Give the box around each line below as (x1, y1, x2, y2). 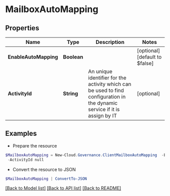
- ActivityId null (7, 157, 44, 162)
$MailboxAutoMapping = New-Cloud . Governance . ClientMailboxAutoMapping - (5, 153, 164, 158)
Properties (5, 24, 39, 32)
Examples (5, 129, 37, 138)
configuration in (88, 93, 126, 100)
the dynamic (88, 100, 118, 107)
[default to (137, 54, 162, 60)
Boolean (63, 54, 83, 60)
